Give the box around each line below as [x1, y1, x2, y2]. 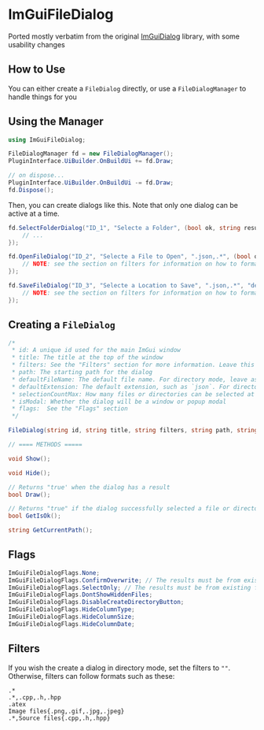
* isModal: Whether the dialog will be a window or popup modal [11, 398, 226, 406]
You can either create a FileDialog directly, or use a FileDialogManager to [8, 83, 247, 93]
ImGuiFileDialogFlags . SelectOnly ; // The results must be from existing [8, 584, 251, 591]
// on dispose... [8, 172, 65, 180]
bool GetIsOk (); [8, 512, 61, 521]
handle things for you [8, 92, 77, 102]
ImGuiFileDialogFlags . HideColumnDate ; [8, 620, 135, 628]
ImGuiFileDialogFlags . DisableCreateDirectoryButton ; [8, 598, 185, 606]
